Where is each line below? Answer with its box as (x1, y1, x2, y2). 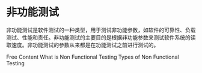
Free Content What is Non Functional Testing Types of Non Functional (6, 53, 179, 60)
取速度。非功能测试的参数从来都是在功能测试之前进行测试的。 (6, 41, 159, 48)
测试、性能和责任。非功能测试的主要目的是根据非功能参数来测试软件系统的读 (6, 34, 196, 41)
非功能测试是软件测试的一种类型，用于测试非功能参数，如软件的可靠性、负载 (6, 26, 196, 34)
